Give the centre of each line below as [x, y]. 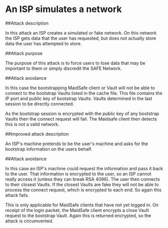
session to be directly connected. [40, 103]
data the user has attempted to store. [43, 43]
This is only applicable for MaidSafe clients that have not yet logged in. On [82, 205]
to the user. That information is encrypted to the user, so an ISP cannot [78, 174]
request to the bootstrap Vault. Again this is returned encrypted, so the [78, 215]
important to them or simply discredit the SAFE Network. [63, 68]
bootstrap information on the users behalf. [49, 149]
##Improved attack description [37, 134]
